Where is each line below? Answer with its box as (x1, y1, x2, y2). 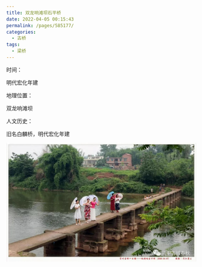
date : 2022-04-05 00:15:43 (6, 16, 74, 22)
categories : (6, 29, 36, 35)
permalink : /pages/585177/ (6, 22, 74, 28)
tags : (6, 42, 20, 48)
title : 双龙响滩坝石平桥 (6, 10, 62, 16)
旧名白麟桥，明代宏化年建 (6, 130, 70, 137)
